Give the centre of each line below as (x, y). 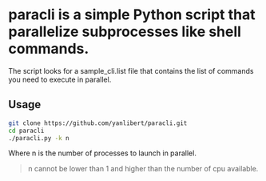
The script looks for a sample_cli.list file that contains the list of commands (131, 70)
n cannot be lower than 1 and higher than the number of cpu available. (143, 169)
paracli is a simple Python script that (132, 15)
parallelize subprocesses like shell (125, 32)
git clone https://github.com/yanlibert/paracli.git (98, 123)
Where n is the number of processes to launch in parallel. (103, 153)
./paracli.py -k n (39, 138)
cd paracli (26, 131)
